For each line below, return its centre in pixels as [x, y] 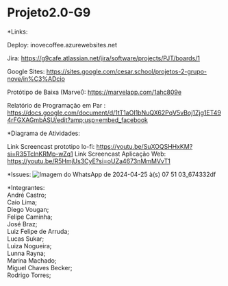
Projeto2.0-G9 [49, 13]
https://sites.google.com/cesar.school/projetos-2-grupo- [127, 71]
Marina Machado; [32, 260]
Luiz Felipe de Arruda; [38, 231]
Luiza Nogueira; [29, 246]
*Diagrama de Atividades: [44, 133]
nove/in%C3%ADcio [36, 79]
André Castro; [27, 195]
